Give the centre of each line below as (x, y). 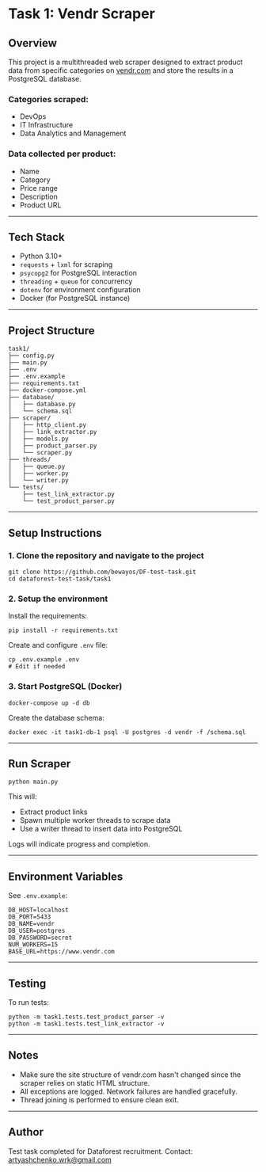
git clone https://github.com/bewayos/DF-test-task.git (102, 572)
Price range (38, 188)
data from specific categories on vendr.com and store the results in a (121, 70)
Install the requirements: (47, 616)
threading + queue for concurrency (76, 281)
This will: (23, 797)
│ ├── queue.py (37, 467)
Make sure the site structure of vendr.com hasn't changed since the (130, 1075)
